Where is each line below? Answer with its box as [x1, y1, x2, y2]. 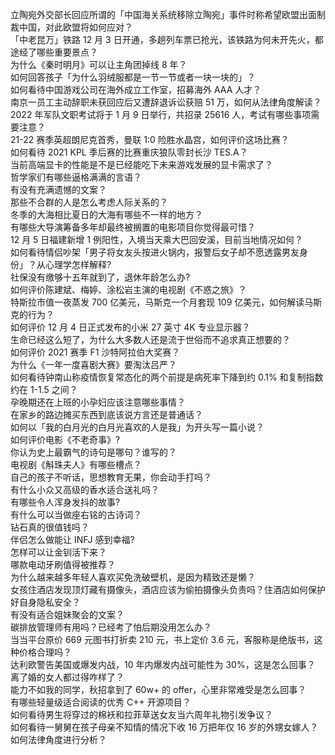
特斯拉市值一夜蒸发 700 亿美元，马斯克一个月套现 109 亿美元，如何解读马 [10, 296, 314, 308]
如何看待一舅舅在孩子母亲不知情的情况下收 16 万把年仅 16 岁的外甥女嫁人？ [10, 721, 319, 733]
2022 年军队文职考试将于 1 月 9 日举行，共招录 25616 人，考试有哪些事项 [10, 109, 312, 120]
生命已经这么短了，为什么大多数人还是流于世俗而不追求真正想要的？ [10, 334, 291, 345]
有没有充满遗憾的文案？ [10, 184, 107, 195]
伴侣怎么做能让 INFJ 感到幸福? [10, 534, 135, 545]
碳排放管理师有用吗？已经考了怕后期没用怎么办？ [10, 621, 212, 633]
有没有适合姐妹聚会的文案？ [10, 609, 125, 620]
